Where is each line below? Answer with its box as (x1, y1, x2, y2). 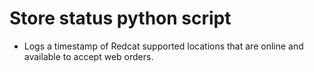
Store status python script (9, 7, 232, 30)
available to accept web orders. (23, 50, 154, 62)
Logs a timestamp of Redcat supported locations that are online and (23, 40, 304, 52)
